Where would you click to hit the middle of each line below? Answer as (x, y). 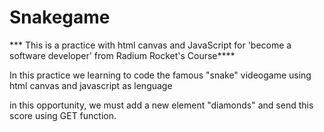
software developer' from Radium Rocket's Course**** (122, 55)
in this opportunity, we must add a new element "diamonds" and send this (161, 105)
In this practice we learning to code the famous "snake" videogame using (160, 75)
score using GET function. (63, 115)
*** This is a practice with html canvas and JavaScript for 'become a (150, 45)
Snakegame (60, 17)
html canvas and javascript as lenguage (91, 85)
